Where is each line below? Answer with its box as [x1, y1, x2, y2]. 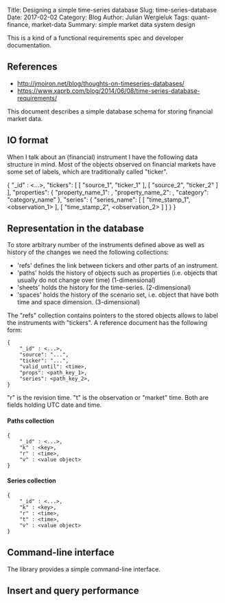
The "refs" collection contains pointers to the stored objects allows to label [7, 311, 218, 319]
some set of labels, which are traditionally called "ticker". [7, 167, 168, 176]
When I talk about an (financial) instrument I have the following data [7, 153, 198, 161]
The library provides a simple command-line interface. [7, 564, 161, 573]
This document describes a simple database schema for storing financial [7, 107, 213, 116]
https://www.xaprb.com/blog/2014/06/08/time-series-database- [16, 86, 200, 95]
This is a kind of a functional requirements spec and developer [7, 34, 184, 42]
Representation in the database [7, 223, 144, 235]
